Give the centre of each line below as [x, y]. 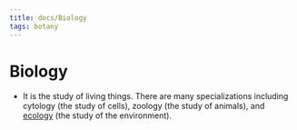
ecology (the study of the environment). [97, 115]
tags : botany [34, 26]
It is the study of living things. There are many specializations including [155, 96]
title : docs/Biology [49, 18]
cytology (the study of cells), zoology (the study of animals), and [144, 106]
